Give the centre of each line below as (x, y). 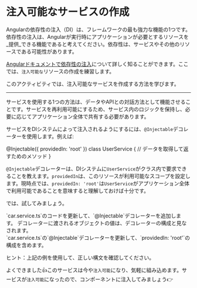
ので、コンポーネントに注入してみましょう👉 (119, 279)
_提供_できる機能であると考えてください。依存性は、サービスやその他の (93, 44)
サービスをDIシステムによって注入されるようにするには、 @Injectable (90, 129)
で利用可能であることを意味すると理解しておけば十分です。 (78, 190)
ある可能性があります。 (49, 51)
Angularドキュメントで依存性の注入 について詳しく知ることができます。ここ (97, 64)
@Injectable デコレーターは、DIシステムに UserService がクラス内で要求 (91, 169)
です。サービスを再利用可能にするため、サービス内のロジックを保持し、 (98, 109)
